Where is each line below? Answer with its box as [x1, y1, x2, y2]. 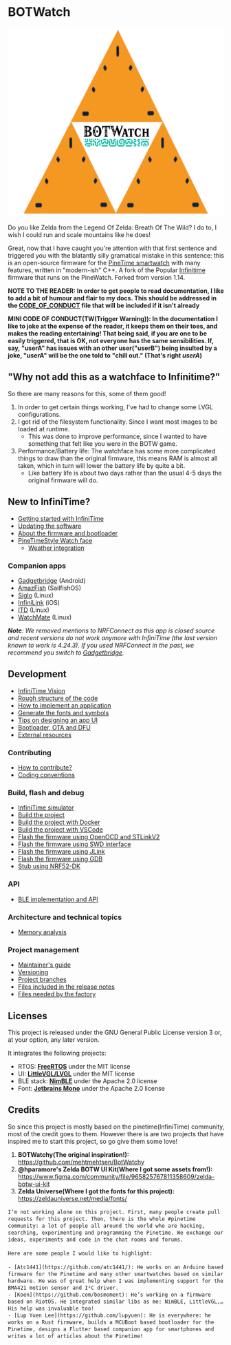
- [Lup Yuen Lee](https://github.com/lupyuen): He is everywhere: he [8, 1312, 212, 1319]
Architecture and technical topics [8, 912, 122, 922]
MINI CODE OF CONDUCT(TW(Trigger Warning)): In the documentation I [8, 314, 219, 322]
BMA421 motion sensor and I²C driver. [8, 1284, 119, 1291]
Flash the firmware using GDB [17, 855, 103, 863]
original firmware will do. [27, 476, 98, 484]
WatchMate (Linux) [17, 613, 72, 621]
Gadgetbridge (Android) [17, 576, 86, 584]
